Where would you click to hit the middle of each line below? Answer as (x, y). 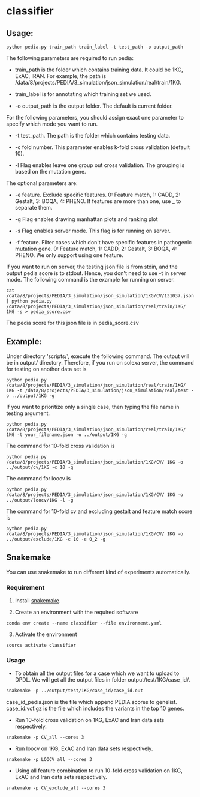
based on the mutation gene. (50, 171)
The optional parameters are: (42, 183)
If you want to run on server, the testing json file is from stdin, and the (92, 267)
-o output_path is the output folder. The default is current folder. (94, 106)
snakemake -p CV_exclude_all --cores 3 (56, 788)
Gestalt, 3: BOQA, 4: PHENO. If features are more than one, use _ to (98, 201)
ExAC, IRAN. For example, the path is (60, 76)
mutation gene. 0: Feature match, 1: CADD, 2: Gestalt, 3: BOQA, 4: (96, 249)
